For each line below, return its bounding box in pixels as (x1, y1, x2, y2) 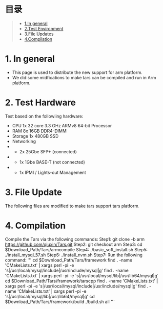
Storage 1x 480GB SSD (12, 133, 59, 139)
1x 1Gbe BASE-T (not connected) (19, 159, 85, 165)
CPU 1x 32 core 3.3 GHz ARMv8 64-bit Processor (12, 122, 112, 128)
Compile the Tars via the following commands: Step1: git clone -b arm (5, 236, 145, 242)
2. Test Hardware (5, 97, 76, 108)
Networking (12, 138, 36, 144)
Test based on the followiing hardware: (5, 113, 83, 119)
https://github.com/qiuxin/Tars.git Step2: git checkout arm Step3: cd (5, 241, 143, 247)
